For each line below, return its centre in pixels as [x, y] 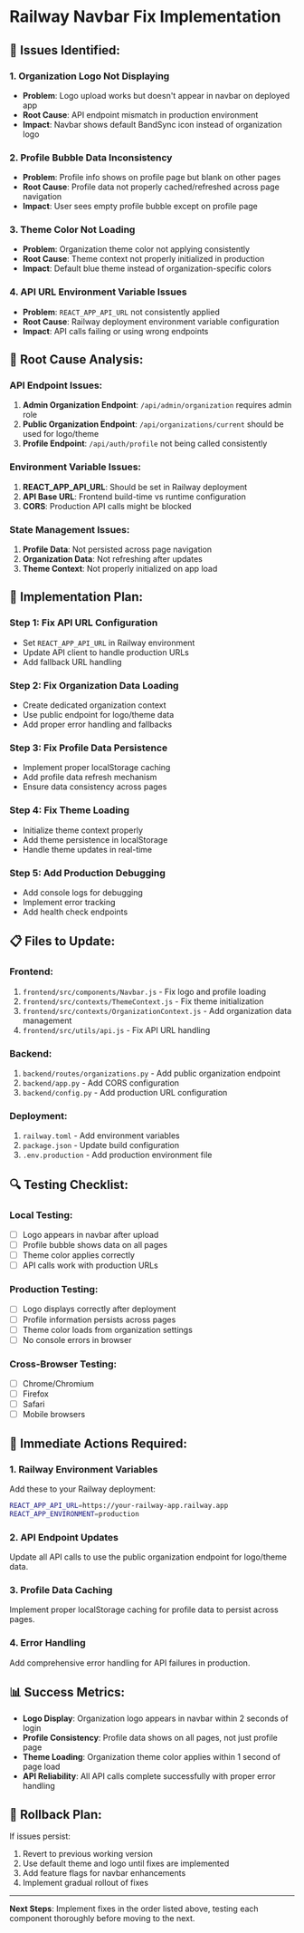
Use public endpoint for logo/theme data [98, 715]
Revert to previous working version [88, 1854]
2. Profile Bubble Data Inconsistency [91, 158]
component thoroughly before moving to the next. [102, 1919]
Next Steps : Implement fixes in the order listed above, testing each [134, 1909]
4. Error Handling [47, 1643]
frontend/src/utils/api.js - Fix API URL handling [116, 1029]
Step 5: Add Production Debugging [87, 873]
